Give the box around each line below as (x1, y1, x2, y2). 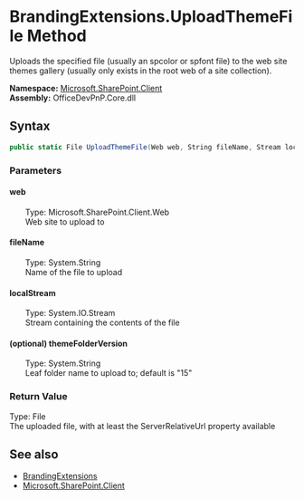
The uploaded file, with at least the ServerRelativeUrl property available (9, 420, 276, 431)
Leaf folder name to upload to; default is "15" (25, 368, 193, 379)
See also (9, 446, 59, 463)
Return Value (9, 390, 68, 403)
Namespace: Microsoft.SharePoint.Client (9, 82, 163, 93)
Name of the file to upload (25, 266, 123, 277)
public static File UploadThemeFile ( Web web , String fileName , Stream (9, 142, 281, 151)
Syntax (9, 119, 51, 134)
